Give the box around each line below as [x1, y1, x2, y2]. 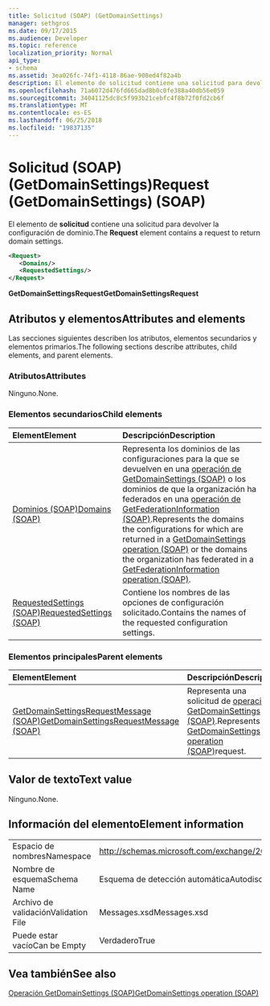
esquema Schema [12, 873, 79, 885]
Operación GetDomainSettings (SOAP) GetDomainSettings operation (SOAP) [8, 988, 260, 998]
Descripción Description [122, 429, 215, 440]
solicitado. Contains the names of [122, 607, 247, 618]
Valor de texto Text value [8, 773, 133, 787]
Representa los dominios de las [122, 443, 241, 454]
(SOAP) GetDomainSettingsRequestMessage [12, 715, 179, 726]
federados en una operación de [122, 493, 241, 505]
